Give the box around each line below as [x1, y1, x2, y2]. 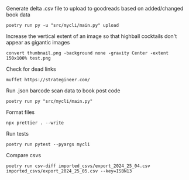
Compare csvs [6, 152, 42, 158]
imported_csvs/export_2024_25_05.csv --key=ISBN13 [6, 168, 132, 174]
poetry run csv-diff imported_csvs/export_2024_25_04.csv [6, 163, 150, 169]
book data [6, 11, 30, 18]
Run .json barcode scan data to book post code [6, 87, 121, 94]
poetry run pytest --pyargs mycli [6, 141, 91, 147]
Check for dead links [6, 65, 57, 72]
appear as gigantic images [6, 39, 70, 46]
